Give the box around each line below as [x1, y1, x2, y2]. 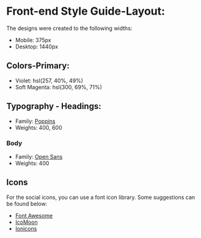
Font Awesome [15, 212, 53, 219]
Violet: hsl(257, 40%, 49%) [15, 76, 84, 84]
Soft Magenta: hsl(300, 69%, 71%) [15, 83, 103, 91]
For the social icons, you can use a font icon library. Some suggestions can [6, 193, 196, 201]
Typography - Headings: [6, 101, 102, 111]
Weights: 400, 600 [15, 124, 62, 131]
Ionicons [15, 225, 37, 232]
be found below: [6, 200, 48, 207]
